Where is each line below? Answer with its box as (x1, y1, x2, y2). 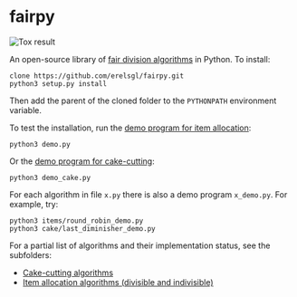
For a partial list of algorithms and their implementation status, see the (9, 240, 271, 251)
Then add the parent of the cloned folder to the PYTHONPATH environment (9, 95, 277, 106)
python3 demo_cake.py (9, 173, 91, 182)
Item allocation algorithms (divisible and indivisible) (22, 276, 215, 287)
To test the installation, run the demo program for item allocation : (9, 122, 252, 133)
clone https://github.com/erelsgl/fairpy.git (9, 71, 184, 81)
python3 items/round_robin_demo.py (9, 216, 144, 225)
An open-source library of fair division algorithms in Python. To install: (9, 53, 271, 64)
